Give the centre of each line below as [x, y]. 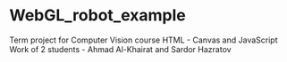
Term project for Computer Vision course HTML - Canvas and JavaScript [143, 40]
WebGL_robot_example [97, 15]
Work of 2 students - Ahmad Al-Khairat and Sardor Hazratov [120, 49]
